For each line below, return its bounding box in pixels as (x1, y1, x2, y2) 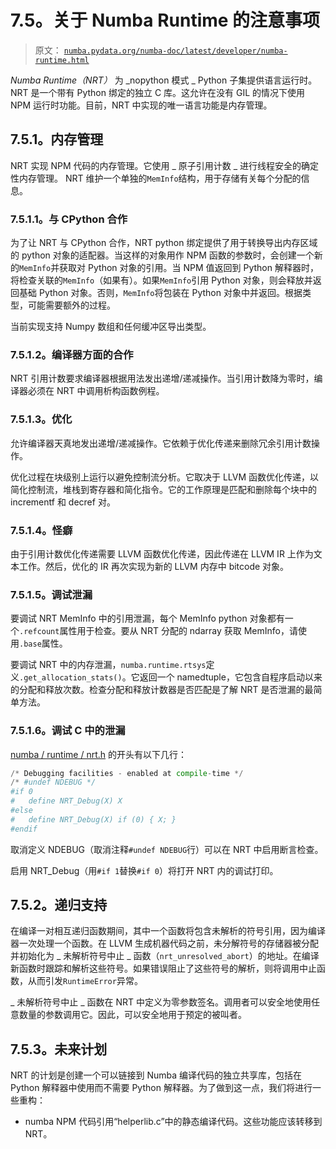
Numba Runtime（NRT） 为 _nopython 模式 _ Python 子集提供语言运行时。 (10, 74, 318, 86)
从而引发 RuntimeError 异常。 (27, 975, 143, 987)
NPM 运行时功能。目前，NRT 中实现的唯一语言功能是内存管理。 (10, 99, 273, 111)
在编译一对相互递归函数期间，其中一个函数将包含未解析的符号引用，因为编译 (10, 925, 326, 937)
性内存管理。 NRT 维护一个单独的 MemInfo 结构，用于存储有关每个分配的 (10, 172, 302, 184)
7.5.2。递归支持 (10, 897, 108, 914)
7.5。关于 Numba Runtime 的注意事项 (10, 9, 321, 32)
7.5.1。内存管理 (10, 131, 104, 148)
